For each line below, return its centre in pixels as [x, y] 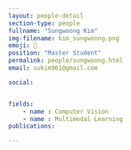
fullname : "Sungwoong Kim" [53, 30]
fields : [21, 104]
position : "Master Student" [55, 53]
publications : [32, 126]
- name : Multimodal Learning [73, 119]
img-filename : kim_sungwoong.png [64, 38]
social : [21, 82]
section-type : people [44, 23]
